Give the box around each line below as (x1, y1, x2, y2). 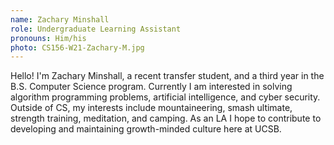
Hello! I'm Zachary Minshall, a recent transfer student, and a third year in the (10, 70, 325, 82)
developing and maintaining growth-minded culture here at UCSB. (10, 123, 282, 135)
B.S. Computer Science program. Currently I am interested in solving (10, 81, 293, 93)
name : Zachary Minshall (10, 14, 110, 25)
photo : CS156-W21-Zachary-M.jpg (10, 42, 145, 53)
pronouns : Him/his (10, 33, 87, 43)
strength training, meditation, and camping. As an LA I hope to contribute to (10, 112, 322, 125)
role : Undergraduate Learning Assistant (10, 24, 182, 34)
